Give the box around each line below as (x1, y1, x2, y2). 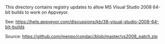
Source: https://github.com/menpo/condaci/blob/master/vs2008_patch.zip (5, 34, 158, 39)
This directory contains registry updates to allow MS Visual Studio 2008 (5, 4, 152, 10)
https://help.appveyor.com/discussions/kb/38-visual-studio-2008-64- (15, 19, 160, 24)
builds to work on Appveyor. (11, 9, 69, 15)
